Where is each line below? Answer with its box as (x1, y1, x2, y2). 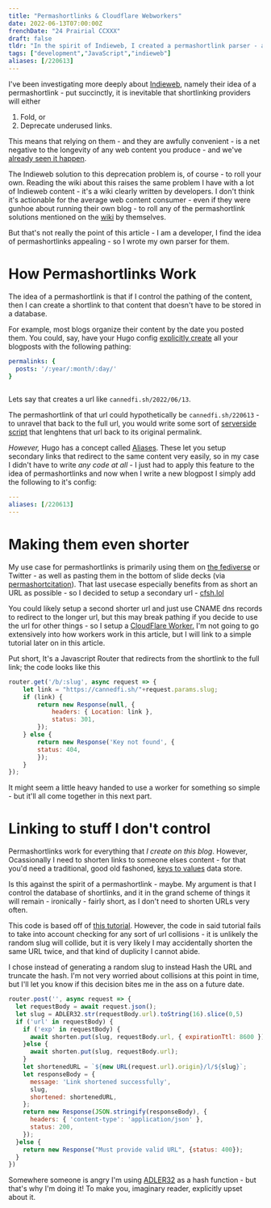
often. (8, 905, 28, 915)
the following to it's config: (8, 477, 97, 487)
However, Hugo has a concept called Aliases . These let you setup (8, 443, 227, 453)
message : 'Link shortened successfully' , (29, 1078, 172, 1086)
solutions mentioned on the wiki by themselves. (8, 212, 167, 222)
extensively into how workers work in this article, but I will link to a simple (8, 629, 252, 639)
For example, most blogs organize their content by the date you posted (8, 324, 244, 334)
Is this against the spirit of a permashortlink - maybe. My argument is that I (8, 880, 256, 889)
